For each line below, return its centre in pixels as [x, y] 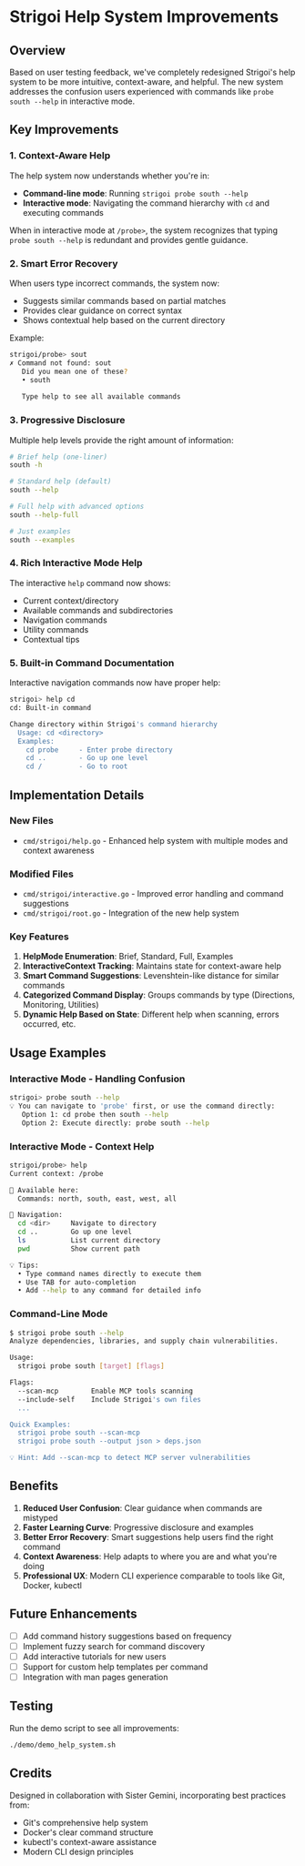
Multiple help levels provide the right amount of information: [122, 440]
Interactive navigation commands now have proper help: [115, 683]
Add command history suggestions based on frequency [127, 1636]
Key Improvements [64, 130]
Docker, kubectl [52, 1585]
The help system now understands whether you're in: [110, 176]
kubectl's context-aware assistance [90, 1841]
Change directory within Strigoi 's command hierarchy [114, 724]
